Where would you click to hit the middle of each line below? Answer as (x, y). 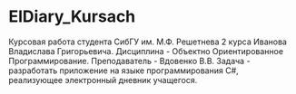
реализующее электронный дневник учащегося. (103, 80)
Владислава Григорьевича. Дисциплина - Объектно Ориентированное (146, 51)
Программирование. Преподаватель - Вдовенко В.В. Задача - (129, 61)
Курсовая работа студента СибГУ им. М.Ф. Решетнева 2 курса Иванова (148, 42)
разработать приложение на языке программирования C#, (124, 70)
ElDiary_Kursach (72, 17)
